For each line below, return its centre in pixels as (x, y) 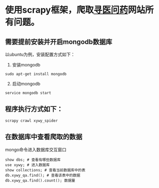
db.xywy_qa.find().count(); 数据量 (40, 180)
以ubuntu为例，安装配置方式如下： (40, 54)
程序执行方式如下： (34, 109)
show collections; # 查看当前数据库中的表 (45, 170)
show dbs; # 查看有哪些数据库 (33, 160)
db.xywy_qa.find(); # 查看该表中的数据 (43, 175)
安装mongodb (26, 65)
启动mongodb (26, 84)
